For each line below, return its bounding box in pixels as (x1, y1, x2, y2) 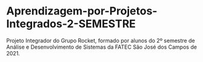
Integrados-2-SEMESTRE (6, 17, 136, 31)
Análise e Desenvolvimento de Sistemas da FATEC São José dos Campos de (6, 43, 197, 51)
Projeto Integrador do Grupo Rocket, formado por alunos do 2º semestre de (6, 37, 195, 44)
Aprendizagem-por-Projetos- (6, 4, 158, 18)
